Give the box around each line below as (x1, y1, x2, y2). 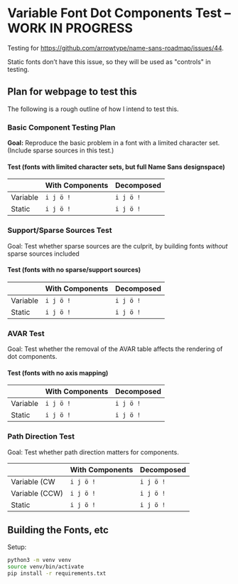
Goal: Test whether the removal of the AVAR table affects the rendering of (7, 345, 223, 353)
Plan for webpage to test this (7, 85, 137, 98)
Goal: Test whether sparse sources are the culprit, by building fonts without (7, 241, 228, 250)
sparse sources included (7, 249, 80, 258)
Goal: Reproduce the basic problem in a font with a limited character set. (7, 139, 220, 147)
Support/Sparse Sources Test (7, 226, 112, 236)
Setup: (7, 543, 27, 551)
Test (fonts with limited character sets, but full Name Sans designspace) (7, 162, 225, 171)
